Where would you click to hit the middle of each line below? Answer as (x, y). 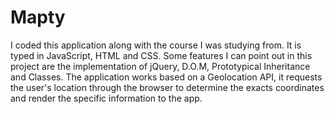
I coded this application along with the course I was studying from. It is (156, 45)
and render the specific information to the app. (106, 98)
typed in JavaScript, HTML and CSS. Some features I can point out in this (161, 55)
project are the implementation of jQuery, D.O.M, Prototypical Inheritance (160, 66)
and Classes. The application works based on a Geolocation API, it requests (166, 77)
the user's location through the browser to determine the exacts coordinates (167, 87)
